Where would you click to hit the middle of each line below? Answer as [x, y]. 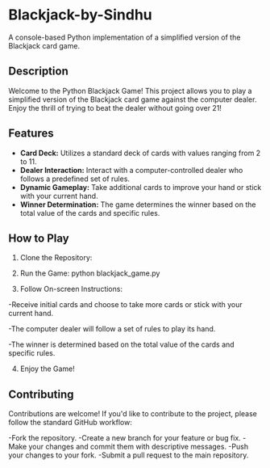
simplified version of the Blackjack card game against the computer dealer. [133, 99]
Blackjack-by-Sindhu [80, 15]
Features [31, 134]
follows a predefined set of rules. [75, 179]
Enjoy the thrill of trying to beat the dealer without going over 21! [115, 108]
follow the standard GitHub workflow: [71, 423]
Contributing [41, 394]
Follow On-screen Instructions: [71, 289]
